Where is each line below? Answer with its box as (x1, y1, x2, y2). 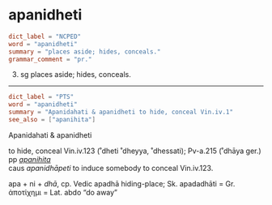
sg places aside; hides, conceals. (19, 70, 131, 79)
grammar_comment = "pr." (8, 55, 92, 63)
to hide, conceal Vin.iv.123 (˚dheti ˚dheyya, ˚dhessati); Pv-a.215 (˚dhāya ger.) (8, 146, 261, 156)
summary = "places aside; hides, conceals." (8, 47, 161, 56)
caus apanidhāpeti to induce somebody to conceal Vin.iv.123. (8, 163, 214, 173)
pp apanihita (8, 154, 51, 164)
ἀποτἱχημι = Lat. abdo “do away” (8, 187, 118, 197)
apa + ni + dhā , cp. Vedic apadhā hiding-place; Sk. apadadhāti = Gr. (8, 178, 236, 188)
